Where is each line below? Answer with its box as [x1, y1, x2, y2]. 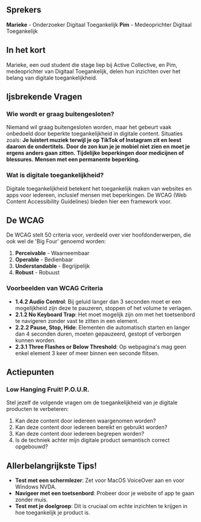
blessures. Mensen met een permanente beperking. [6, 156, 140, 163]
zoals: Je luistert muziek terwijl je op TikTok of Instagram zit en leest [6, 137, 182, 144]
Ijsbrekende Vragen [6, 92, 82, 102]
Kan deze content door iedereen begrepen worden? [15, 430, 145, 438]
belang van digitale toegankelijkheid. [6, 74, 98, 81]
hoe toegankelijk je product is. [15, 509, 91, 517]
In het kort [6, 45, 46, 55]
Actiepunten [6, 367, 54, 378]
